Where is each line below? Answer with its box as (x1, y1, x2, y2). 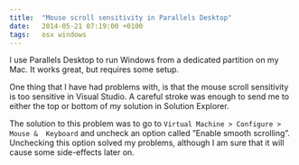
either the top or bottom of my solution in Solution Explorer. (9, 101, 229, 112)
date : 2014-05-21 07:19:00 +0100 (9, 22, 144, 31)
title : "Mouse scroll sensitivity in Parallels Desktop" (9, 13, 232, 23)
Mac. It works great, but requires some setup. (9, 64, 179, 75)
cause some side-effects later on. (9, 147, 135, 158)
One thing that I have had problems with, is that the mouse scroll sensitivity (9, 82, 289, 93)
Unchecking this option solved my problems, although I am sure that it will (9, 137, 285, 149)
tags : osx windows (9, 30, 88, 39)
